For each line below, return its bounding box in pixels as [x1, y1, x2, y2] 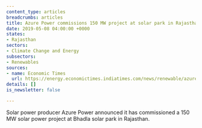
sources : [6, 64, 28, 71]
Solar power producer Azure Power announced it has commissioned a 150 [6, 109, 190, 116]
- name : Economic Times [6, 70, 66, 76]
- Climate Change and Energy [6, 48, 79, 54]
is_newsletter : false [6, 87, 61, 93]
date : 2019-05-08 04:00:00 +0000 [6, 25, 90, 32]
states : [6, 31, 26, 37]
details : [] [6, 82, 36, 88]
